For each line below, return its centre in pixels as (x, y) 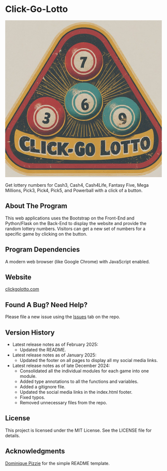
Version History (30, 332)
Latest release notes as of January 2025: (54, 355)
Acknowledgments (35, 451)
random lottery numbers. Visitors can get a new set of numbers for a (75, 229)
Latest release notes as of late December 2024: (61, 365)
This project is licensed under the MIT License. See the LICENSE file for (79, 430)
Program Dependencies (43, 250)
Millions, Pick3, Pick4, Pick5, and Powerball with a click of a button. (74, 190)
